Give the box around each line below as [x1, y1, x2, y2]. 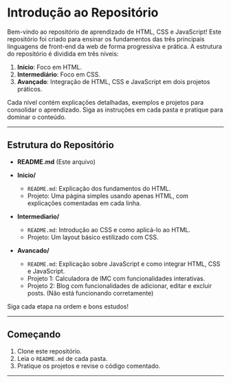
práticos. [16, 85, 43, 93]
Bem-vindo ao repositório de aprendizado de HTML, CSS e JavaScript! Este [7, 28, 222, 36]
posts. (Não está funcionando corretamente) [27, 289, 154, 297]
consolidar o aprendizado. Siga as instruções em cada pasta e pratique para [7, 105, 223, 114]
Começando [7, 329, 61, 340]
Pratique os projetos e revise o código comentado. [16, 362, 161, 370]
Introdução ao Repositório [7, 5, 159, 21]
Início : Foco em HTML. [16, 63, 82, 71]
